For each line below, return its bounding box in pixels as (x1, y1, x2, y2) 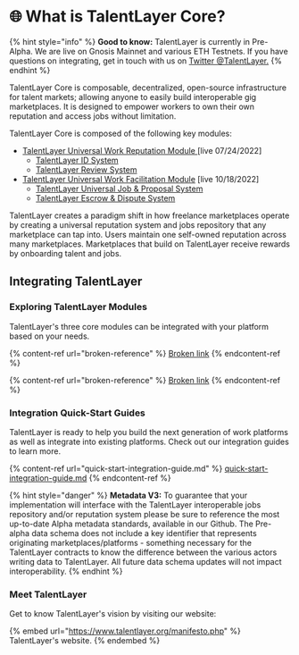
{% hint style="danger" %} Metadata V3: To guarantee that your (9, 490, 248, 500)
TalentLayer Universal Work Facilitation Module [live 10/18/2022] (21, 173, 260, 184)
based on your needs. (9, 331, 90, 341)
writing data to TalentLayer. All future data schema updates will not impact (9, 556, 283, 567)
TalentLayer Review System (35, 164, 137, 175)
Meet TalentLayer (9, 588, 87, 600)
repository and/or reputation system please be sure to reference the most (9, 508, 280, 519)
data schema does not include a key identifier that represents (30, 527, 257, 538)
